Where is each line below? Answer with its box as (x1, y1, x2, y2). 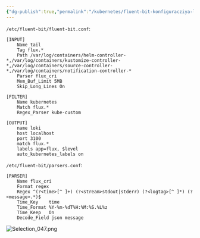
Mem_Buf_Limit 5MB (17, 78, 62, 84)
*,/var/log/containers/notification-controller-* (6, 68, 132, 74)
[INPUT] (6, 36, 26, 42)
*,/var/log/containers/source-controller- (6, 62, 113, 68)
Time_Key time (17, 199, 60, 205)
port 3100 (17, 135, 42, 142)
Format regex (17, 183, 49, 189)
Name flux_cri (17, 178, 52, 184)
